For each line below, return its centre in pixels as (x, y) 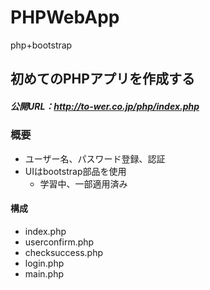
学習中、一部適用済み (83, 183)
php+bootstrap (41, 45)
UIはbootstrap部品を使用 (75, 171)
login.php (44, 263)
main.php (44, 273)
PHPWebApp (65, 17)
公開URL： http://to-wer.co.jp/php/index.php (105, 106)
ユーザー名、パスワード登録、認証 (95, 158)
